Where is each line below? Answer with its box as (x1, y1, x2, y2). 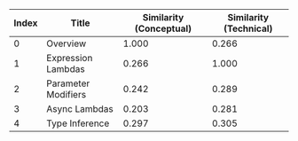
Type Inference (46, 117, 110, 129)
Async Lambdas (46, 103, 114, 114)
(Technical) (223, 22, 273, 35)
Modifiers (46, 89, 87, 100)
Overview (46, 37, 87, 50)
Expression (46, 52, 93, 64)
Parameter (46, 77, 90, 90)
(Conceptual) (134, 22, 192, 35)
